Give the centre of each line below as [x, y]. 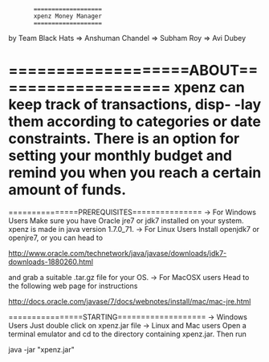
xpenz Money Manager [68, 16]
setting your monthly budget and [120, 156]
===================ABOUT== [133, 71]
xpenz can [209, 88]
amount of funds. [67, 190]
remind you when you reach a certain [135, 173]
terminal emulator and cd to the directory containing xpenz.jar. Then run [127, 334]
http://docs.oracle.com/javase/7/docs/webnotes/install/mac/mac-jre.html [130, 301]
